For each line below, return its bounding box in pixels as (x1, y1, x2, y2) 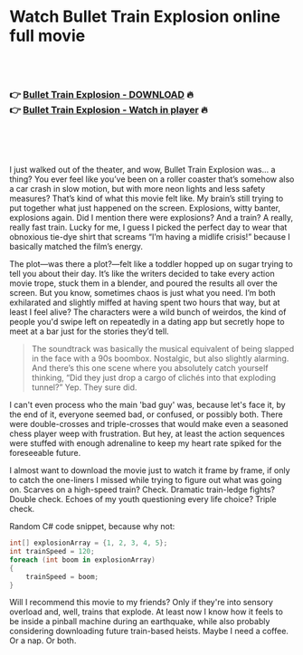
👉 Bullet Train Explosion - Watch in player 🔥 (9, 103, 208, 116)
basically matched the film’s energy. (9, 242, 143, 252)
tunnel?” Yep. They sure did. (31, 382, 137, 393)
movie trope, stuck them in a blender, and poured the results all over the (9, 278, 278, 289)
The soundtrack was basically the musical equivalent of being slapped (31, 344, 295, 355)
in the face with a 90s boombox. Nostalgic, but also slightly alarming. (31, 353, 289, 364)
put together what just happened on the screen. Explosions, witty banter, (9, 203, 281, 214)
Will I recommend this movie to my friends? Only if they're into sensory (9, 597, 274, 608)
